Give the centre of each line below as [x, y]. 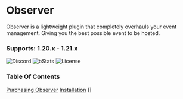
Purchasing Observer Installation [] [49, 90]
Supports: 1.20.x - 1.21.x [42, 48]
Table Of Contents [33, 76]
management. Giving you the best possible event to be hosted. [83, 33]
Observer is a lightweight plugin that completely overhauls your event [91, 27]
